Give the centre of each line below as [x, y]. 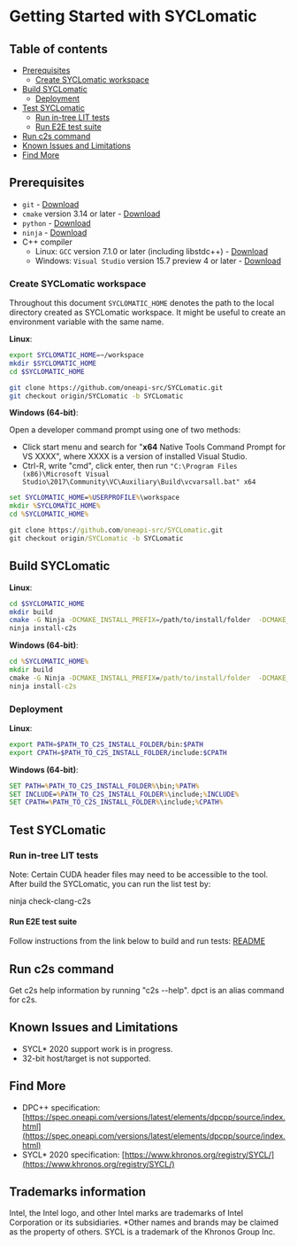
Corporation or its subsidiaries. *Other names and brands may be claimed [144, 1223]
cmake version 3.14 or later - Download [91, 214]
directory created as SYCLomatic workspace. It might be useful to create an [147, 313]
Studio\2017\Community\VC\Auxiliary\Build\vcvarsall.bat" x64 [139, 482]
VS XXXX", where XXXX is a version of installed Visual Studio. [134, 456]
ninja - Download [54, 232]
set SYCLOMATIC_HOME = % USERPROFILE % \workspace [94, 498]
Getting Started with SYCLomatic [133, 16]
